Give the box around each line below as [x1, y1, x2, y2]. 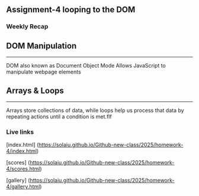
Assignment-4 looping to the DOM [6, 5, 136, 15]
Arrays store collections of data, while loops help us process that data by [6, 107, 185, 114]
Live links [6, 127, 34, 136]
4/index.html [6, 147, 37, 155]
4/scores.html [6, 165, 40, 172]
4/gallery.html [6, 183, 40, 190]
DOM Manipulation [6, 41, 77, 51]
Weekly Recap [6, 23, 49, 31]
